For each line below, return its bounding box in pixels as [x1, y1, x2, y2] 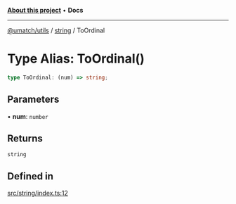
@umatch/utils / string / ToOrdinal [7, 26, 105, 34]
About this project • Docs [7, 6, 84, 14]
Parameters [7, 94, 60, 106]
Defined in [7, 170, 54, 182]
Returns [7, 133, 44, 145]
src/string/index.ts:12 [7, 189, 68, 198]
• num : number [7, 112, 48, 120]
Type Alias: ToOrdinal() [7, 51, 145, 67]
